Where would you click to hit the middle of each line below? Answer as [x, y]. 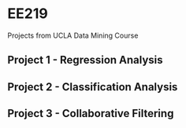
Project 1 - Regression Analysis [85, 60]
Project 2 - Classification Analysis [93, 87]
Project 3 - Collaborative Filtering [91, 113]
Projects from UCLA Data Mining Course [73, 35]
